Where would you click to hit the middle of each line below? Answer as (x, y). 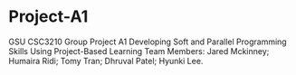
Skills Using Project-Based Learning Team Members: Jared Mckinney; (139, 51)
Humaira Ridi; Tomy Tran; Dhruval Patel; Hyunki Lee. (106, 61)
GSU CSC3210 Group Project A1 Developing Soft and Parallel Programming (148, 42)
